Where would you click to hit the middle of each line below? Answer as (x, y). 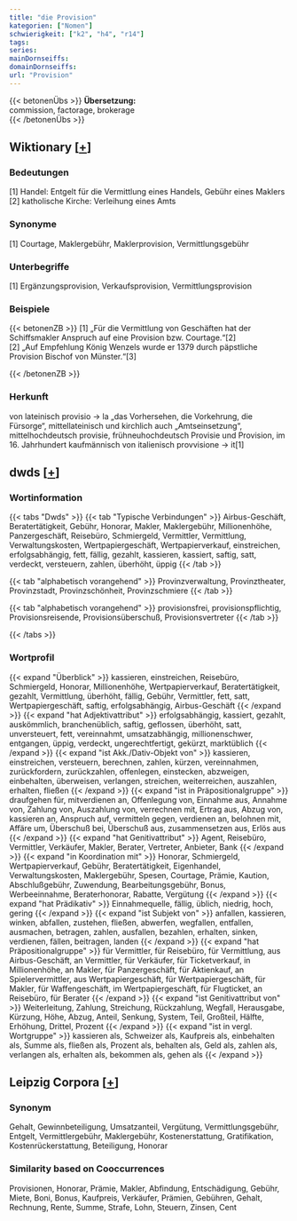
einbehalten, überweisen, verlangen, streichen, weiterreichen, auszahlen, (143, 781)
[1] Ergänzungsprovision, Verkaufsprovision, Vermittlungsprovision (131, 286)
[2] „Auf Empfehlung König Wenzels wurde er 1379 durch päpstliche (133, 347)
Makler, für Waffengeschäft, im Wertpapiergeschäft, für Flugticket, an (136, 988)
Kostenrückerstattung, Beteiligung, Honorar (89, 1146)
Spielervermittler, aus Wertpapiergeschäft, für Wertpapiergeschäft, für (137, 979)
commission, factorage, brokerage (72, 110)
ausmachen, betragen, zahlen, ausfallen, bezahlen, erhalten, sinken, (134, 932)
